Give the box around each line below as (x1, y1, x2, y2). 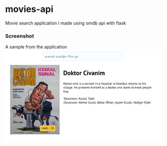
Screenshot (5, 32, 34, 39)
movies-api (5, 3, 53, 15)
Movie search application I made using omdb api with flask (5, 20, 126, 26)
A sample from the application (5, 44, 67, 50)
